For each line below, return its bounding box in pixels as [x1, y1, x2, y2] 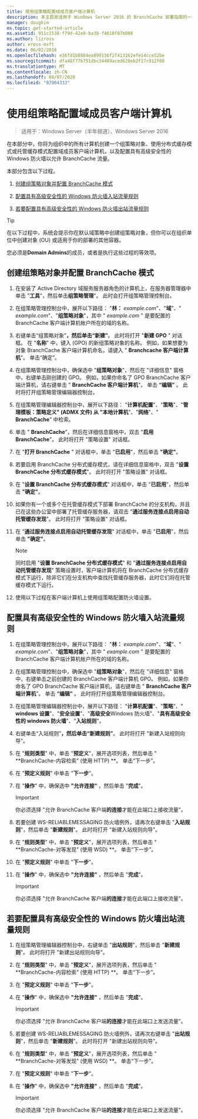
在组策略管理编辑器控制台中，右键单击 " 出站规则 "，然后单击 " [15, 942, 165, 949]
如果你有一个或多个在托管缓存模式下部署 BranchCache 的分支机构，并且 [15, 501, 190, 508]
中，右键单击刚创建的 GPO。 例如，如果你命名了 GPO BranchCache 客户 [15, 374, 192, 381]
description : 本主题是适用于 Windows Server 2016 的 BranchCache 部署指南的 [6, 14, 187, 20]
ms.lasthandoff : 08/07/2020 [6, 74, 76, 80]
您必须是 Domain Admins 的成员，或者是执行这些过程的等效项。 [6, 249, 160, 256]
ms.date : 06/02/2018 [6, 47, 58, 53]
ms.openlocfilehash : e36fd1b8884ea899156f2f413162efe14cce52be [6, 52, 165, 58]
